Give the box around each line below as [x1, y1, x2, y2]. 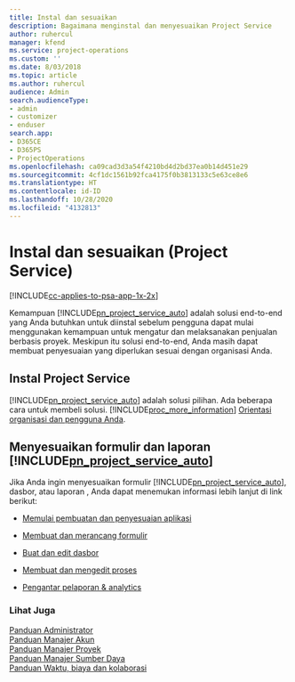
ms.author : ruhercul [9, 79, 86, 88]
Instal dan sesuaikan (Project [9, 241, 228, 262]
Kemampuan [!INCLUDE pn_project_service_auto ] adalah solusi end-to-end [9, 307, 283, 318]
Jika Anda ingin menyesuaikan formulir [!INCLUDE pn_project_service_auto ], [9, 477, 287, 488]
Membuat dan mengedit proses [21, 564, 138, 575]
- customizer [9, 112, 58, 121]
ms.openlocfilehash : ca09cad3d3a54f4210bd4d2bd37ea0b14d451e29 [9, 162, 249, 171]
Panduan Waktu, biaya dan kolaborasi [9, 662, 147, 673]
